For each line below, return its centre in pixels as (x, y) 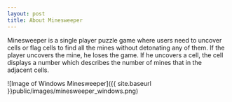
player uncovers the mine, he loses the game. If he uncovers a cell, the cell (115, 55)
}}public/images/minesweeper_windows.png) (73, 91)
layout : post (26, 14)
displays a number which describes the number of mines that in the (104, 62)
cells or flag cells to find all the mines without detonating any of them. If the (116, 48)
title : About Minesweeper (45, 20)
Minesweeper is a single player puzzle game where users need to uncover (115, 40)
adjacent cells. (28, 70)
